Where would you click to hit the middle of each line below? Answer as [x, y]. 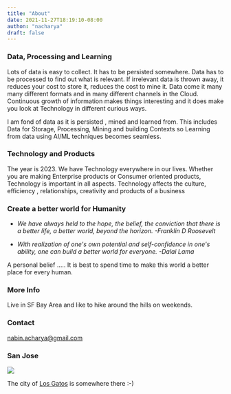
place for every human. [40, 272]
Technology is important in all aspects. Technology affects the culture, [107, 184]
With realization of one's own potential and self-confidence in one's [113, 244]
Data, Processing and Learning [59, 57]
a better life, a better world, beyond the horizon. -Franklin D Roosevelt [116, 231]
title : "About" [29, 13]
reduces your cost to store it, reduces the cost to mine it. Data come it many [115, 86]
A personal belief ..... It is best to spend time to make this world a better [108, 265]
